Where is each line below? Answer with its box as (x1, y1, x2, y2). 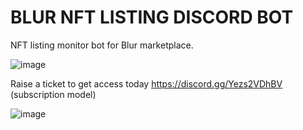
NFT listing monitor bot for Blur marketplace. (10, 39, 194, 51)
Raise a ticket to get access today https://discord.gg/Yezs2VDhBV (10, 77, 283, 90)
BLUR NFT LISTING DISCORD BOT (10, 6, 294, 29)
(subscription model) (10, 88, 97, 100)
